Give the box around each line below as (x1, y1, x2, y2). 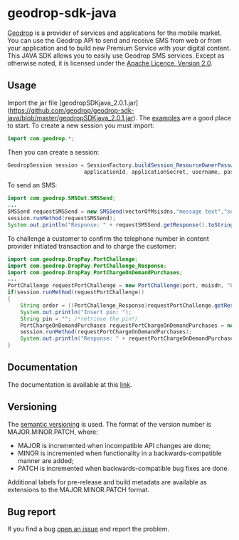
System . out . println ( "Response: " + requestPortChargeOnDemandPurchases (20, 335, 237, 343)
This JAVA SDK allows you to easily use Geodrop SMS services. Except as (7, 51, 225, 60)
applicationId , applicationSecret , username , (83, 168, 221, 175)
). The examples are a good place (132, 113, 232, 122)
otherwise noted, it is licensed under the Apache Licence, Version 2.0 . (7, 58, 213, 67)
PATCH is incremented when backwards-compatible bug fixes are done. (17, 464, 230, 472)
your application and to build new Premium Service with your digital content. (7, 43, 231, 52)
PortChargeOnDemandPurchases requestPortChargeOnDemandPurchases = (20, 322, 224, 329)
